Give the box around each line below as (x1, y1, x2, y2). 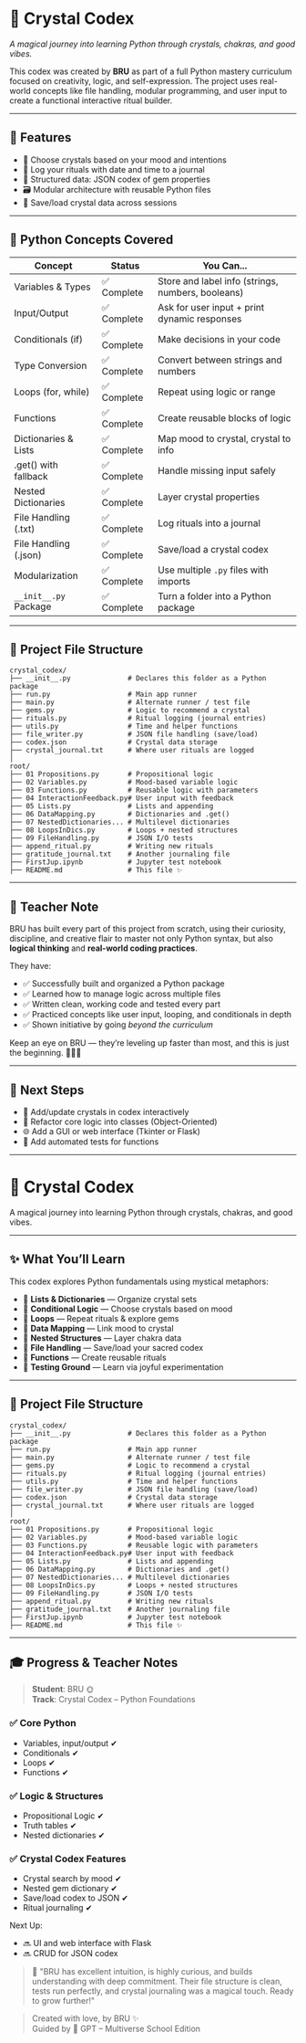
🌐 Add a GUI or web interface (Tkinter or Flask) (22, 1126, 200, 1136)
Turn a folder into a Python (158, 589, 271, 602)
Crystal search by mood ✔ (22, 1873, 122, 1884)
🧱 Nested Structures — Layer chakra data (22, 1332, 182, 1343)
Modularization (14, 569, 79, 582)
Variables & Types (14, 280, 91, 293)
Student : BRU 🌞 (31, 1684, 95, 1695)
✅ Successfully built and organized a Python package (22, 978, 225, 989)
